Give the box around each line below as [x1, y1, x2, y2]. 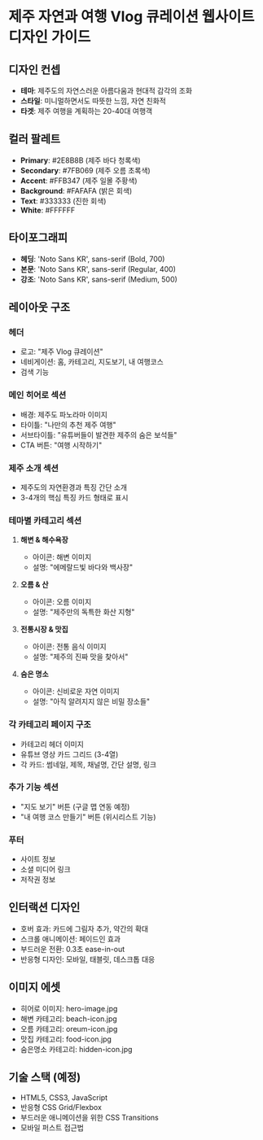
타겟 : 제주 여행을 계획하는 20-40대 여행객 [20, 107, 153, 116]
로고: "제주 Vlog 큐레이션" [20, 347, 103, 356]
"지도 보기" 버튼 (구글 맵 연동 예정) [20, 801, 130, 811]
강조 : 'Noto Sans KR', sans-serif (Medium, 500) [20, 274, 178, 284]
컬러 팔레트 [8, 132, 61, 146]
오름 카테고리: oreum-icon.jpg [20, 1024, 118, 1033]
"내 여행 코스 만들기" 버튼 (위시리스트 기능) [20, 811, 156, 822]
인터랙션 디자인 [8, 901, 81, 915]
